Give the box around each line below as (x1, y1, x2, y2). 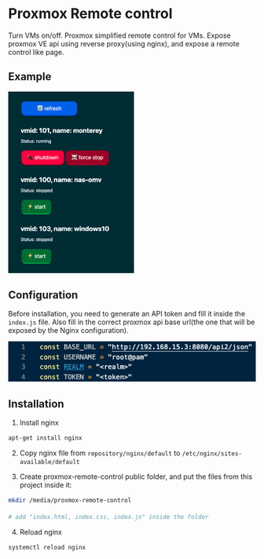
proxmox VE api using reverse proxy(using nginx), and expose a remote (8, 38, 240, 48)
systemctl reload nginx (8, 543, 86, 551)
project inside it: (19, 480, 72, 490)
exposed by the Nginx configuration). (8, 326, 129, 335)
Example (8, 70, 52, 83)
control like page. (8, 47, 64, 57)
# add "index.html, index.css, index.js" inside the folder (8, 513, 210, 521)
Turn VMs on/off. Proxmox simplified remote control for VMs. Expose (8, 31, 232, 40)
